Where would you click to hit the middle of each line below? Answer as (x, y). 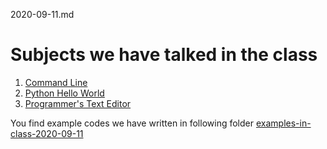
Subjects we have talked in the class (164, 55)
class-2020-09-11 (47, 133)
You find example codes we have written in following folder (132, 123)
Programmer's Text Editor (78, 103)
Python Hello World (64, 93)
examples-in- (283, 123)
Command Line (56, 82)
